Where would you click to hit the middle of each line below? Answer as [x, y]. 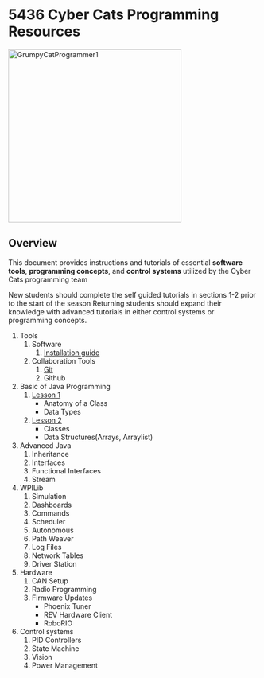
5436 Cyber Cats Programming [114, 15]
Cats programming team [48, 279]
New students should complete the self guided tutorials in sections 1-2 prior [132, 294]
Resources [45, 31]
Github [54, 378]
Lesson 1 [46, 395]
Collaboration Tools [64, 360]
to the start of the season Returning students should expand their [115, 303]
